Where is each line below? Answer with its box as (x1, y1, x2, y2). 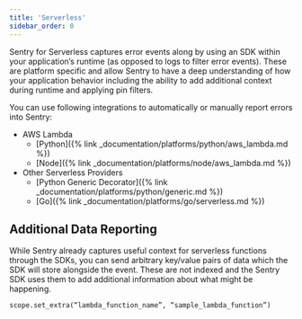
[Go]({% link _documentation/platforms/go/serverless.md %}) (35, 195, 265, 207)
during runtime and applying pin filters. (9, 84, 154, 95)
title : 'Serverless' (9, 13, 87, 22)
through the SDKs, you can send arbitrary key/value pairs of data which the (9, 255, 289, 266)
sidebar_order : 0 (9, 22, 75, 31)
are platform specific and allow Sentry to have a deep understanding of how (9, 65, 291, 76)
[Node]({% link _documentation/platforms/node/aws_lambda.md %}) (35, 157, 292, 168)
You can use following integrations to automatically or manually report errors (9, 102, 293, 112)
